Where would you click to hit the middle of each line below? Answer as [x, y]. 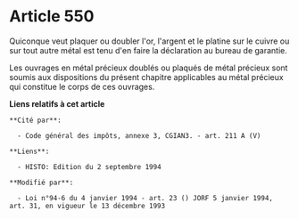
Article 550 [52, 16]
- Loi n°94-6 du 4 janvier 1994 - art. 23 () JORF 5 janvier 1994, [145, 198]
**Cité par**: [36, 120]
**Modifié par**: [41, 182]
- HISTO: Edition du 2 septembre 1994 [90, 166]
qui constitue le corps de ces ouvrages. [82, 86]
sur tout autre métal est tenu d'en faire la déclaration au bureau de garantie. [148, 50]
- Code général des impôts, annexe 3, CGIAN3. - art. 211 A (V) [139, 135]
